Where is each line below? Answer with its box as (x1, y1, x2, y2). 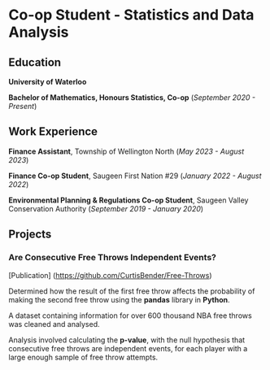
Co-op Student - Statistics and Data (8, 6, 255, 24)
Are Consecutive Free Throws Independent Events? (8, 252, 217, 263)
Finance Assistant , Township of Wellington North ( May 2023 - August (8, 146, 245, 156)
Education (8, 55, 62, 69)
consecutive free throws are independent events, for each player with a (8, 343, 248, 353)
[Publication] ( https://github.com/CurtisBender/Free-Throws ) (8, 270, 213, 280)
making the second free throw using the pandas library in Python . (8, 294, 230, 304)
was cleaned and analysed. (8, 319, 100, 329)
